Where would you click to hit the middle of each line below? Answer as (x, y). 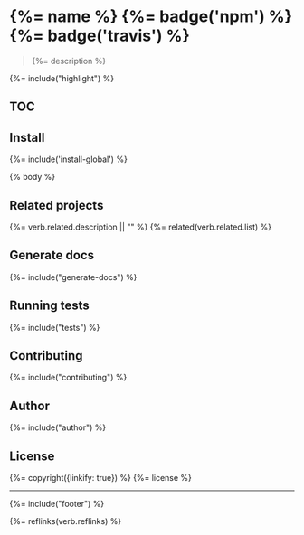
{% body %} (33, 177)
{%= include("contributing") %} (68, 378)
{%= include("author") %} (58, 427)
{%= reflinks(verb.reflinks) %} (66, 521)
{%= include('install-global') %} (69, 159)
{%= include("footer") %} (57, 504)
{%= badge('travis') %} (100, 36)
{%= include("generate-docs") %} (73, 277)
